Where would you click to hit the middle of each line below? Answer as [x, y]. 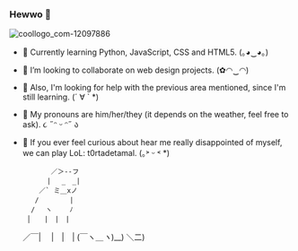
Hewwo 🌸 [30, 14]
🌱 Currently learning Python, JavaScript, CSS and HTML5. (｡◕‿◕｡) [145, 52]
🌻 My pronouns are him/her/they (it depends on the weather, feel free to [155, 115]
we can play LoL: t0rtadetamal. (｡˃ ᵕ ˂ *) [96, 153]
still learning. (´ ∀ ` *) [61, 97]
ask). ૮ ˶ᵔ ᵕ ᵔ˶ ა [50, 125]
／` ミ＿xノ [58, 191]
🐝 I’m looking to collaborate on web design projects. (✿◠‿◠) [136, 70]
